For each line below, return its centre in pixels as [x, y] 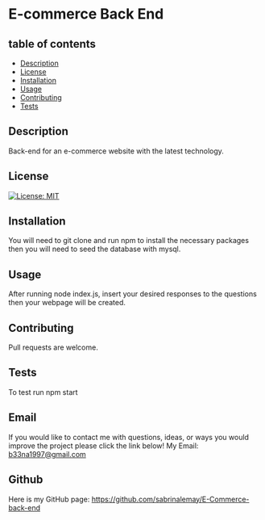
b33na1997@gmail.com [47, 454]
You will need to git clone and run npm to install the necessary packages [129, 241]
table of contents [52, 44]
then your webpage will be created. [67, 303]
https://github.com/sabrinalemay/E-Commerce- [170, 499]
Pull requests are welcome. [53, 347]
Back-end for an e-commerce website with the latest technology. [116, 151]
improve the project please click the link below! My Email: [104, 446]
